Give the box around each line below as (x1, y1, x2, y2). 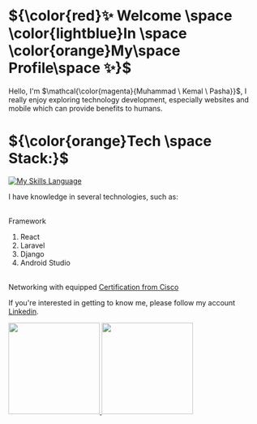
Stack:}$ (8, 149, 69, 168)
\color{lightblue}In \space (8, 24, 187, 43)
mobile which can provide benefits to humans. (8, 103, 163, 113)
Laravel (19, 240, 45, 250)
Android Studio (19, 257, 71, 267)
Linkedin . (8, 306, 39, 316)
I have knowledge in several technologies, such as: (8, 192, 178, 201)
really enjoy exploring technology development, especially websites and (8, 94, 250, 104)
